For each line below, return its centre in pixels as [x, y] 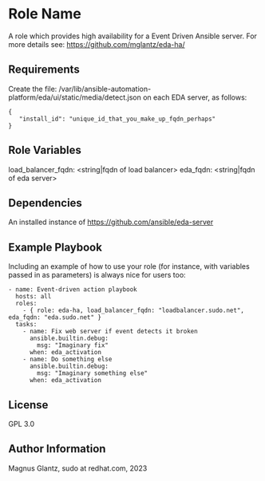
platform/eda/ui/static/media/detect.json [75, 97]
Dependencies [45, 203]
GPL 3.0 [22, 424]
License [28, 405]
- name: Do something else [67, 360]
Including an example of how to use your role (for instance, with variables [129, 266]
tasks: [26, 325]
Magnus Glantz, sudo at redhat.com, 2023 [78, 468]
